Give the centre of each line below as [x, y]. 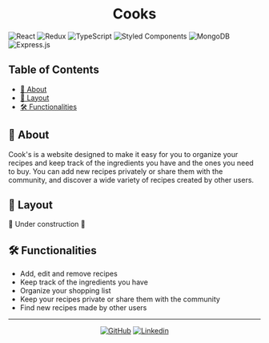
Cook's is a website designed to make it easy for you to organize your [123, 154]
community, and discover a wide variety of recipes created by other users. [131, 180]
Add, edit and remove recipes [68, 274]
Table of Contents [54, 70]
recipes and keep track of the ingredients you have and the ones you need [131, 163]
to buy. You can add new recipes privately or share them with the [116, 171]
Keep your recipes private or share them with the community [120, 299]
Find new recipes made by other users [83, 308]
